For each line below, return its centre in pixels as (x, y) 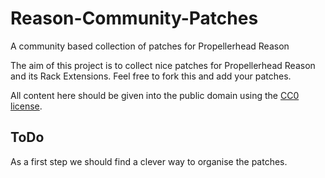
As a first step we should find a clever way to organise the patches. (149, 161)
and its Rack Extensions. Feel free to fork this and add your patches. (151, 76)
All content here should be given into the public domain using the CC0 (155, 95)
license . (26, 106)
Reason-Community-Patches (134, 18)
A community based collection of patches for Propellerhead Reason (150, 46)
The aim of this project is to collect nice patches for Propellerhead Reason (163, 65)
